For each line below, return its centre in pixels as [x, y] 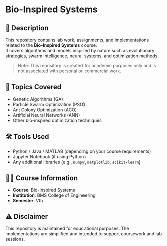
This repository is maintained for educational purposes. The [67, 229]
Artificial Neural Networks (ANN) [46, 115]
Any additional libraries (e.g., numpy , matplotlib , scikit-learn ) [76, 162]
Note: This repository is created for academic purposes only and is [87, 66]
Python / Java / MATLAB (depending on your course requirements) [82, 151]
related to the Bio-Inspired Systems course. [51, 45]
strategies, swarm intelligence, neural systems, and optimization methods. [82, 56]
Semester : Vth [28, 201]
